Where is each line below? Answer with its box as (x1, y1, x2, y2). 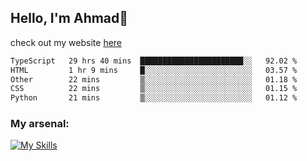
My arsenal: (10, 117, 70, 131)
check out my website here (10, 36, 123, 48)
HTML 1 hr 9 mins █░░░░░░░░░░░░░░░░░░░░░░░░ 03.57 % (10, 65, 298, 75)
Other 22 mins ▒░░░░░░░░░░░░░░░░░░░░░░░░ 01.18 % (10, 74, 298, 85)
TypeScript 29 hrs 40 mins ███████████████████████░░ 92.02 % (10, 56, 298, 66)
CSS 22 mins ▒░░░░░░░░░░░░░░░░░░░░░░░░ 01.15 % (10, 84, 298, 94)
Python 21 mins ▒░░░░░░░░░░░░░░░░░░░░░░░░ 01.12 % (10, 93, 298, 103)
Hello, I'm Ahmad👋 (10, 10, 129, 27)
